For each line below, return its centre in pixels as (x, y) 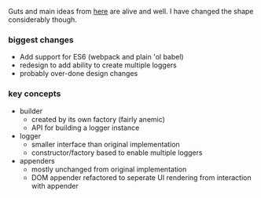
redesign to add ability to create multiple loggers (98, 65)
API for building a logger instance (85, 128)
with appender (55, 185)
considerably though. (42, 20)
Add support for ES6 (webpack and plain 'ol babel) (101, 57)
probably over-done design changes (79, 74)
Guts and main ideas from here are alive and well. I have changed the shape (131, 11)
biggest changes (41, 40)
